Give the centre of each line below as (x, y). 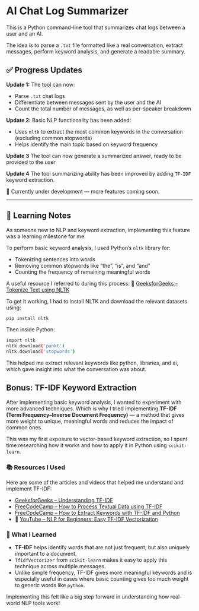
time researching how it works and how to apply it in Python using (86, 445)
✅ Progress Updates (44, 70)
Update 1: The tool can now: (41, 84)
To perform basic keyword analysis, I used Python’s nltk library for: (88, 248)
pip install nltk (28, 318)
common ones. (24, 427)
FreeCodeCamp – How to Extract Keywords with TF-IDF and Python (97, 513)
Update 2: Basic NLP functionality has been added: (69, 120)
